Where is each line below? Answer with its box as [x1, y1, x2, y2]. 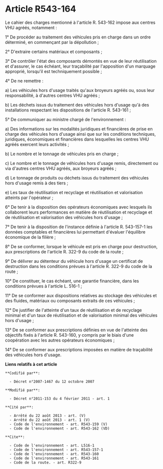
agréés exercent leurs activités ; [5, 141, 70, 147]
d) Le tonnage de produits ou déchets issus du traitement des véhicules [5, 175, 149, 180]
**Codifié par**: [5, 371, 40, 376]
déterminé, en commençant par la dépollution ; [5, 39, 99, 45]
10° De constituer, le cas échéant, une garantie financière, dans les [5, 278, 139, 284]
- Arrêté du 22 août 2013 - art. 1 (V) [9, 417, 91, 422]
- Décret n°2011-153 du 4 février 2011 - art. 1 [9, 396, 110, 401]
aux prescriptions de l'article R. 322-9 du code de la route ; [5, 249, 124, 254]
